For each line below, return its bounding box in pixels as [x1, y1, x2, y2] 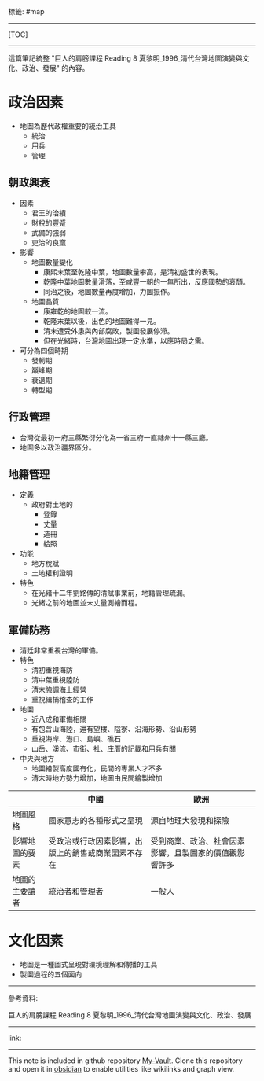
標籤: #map [8, 7, 45, 16]
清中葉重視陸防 [31, 675, 80, 685]
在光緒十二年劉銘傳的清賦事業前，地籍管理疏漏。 [31, 588, 190, 597]
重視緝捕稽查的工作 [31, 695, 94, 704]
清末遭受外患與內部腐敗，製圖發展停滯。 [42, 325, 174, 336]
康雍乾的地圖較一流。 [42, 306, 112, 316]
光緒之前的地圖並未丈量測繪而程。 [31, 598, 142, 608]
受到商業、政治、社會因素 [150, 836, 245, 847]
